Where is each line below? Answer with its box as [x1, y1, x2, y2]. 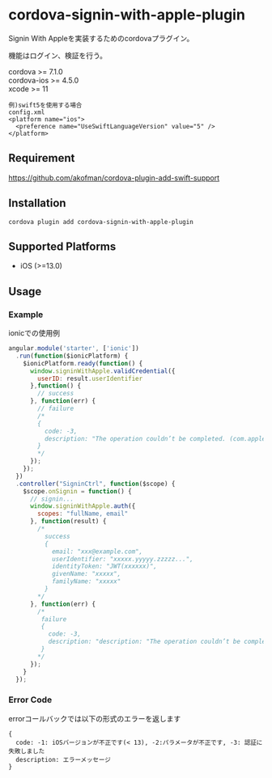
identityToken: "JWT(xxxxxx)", [51, 562, 158, 571]
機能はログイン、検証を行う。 [8, 50, 108, 60]
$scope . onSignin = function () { [23, 487, 132, 495]
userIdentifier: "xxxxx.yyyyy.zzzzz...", [51, 555, 194, 563]
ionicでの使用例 [8, 328, 61, 338]
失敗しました [8, 746, 45, 755]
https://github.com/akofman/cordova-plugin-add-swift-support [8, 172, 220, 183]
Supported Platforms [8, 239, 117, 253]
